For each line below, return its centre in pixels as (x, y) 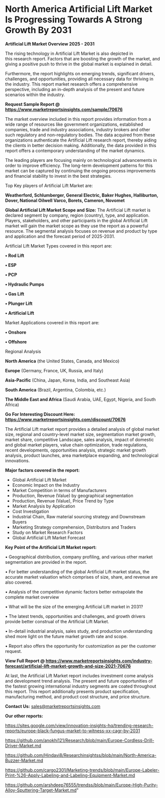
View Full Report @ (25, 661)
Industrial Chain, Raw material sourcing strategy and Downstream (79, 516)
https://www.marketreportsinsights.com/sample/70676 (64, 109)
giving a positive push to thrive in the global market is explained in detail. (79, 64)
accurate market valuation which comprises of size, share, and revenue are (82, 577)
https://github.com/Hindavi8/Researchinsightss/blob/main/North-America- (81, 755)
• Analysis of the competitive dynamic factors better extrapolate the (74, 592)
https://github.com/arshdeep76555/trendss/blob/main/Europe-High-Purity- (82, 785)
